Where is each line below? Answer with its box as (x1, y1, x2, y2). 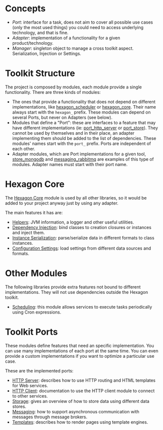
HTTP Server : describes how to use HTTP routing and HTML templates (12, 377, 156, 383)
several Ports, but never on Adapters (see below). (12, 114, 113, 120)
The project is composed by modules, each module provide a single (5, 84, 142, 90)
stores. (12, 403, 26, 409)
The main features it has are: (5, 209, 63, 215)
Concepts (5, 3, 46, 14)
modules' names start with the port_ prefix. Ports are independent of (12, 141, 151, 146)
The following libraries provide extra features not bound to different (5, 284, 141, 290)
